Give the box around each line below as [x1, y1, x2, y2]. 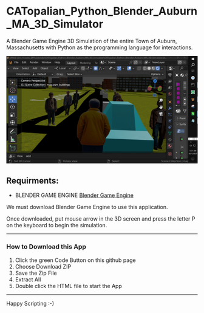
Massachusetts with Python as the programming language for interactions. [6, 44, 193, 51]
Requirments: [6, 175, 59, 186]
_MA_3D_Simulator [6, 17, 104, 31]
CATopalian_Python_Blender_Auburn [6, 4, 198, 18]
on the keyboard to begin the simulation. [6, 222, 107, 229]
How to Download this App [6, 242, 87, 251]
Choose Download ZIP [15, 263, 72, 270]
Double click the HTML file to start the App [15, 282, 123, 289]
